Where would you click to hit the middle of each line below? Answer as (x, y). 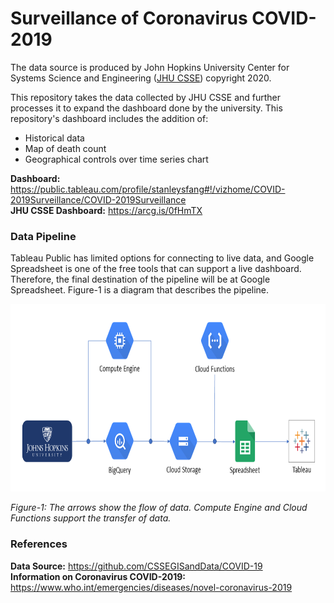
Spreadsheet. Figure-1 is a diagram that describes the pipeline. (140, 290)
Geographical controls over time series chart (116, 159)
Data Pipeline (43, 236)
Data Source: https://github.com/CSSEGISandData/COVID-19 (136, 566)
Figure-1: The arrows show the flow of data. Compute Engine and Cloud (159, 508)
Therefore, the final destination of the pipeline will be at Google (140, 279)
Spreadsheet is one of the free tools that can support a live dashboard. (156, 269)
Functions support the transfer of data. (91, 518)
